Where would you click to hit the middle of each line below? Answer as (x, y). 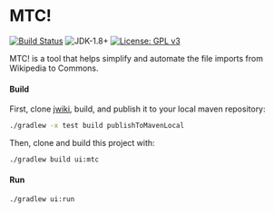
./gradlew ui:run (42, 199)
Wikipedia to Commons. (54, 68)
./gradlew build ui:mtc (54, 160)
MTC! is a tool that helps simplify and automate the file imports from (136, 58)
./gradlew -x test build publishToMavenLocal (97, 126)
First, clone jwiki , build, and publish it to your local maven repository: (137, 109)
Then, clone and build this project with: (83, 143)
